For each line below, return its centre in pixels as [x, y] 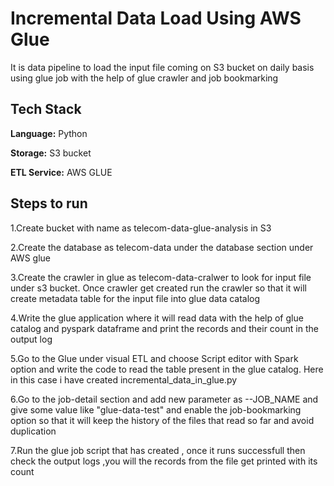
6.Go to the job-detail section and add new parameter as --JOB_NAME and [164, 399]
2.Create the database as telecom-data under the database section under [162, 247]
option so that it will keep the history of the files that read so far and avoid [162, 420]
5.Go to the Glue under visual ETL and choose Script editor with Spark [154, 358]
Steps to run [49, 203]
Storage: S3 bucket [51, 153]
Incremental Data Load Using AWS [156, 18]
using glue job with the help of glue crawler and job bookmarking [144, 78]
